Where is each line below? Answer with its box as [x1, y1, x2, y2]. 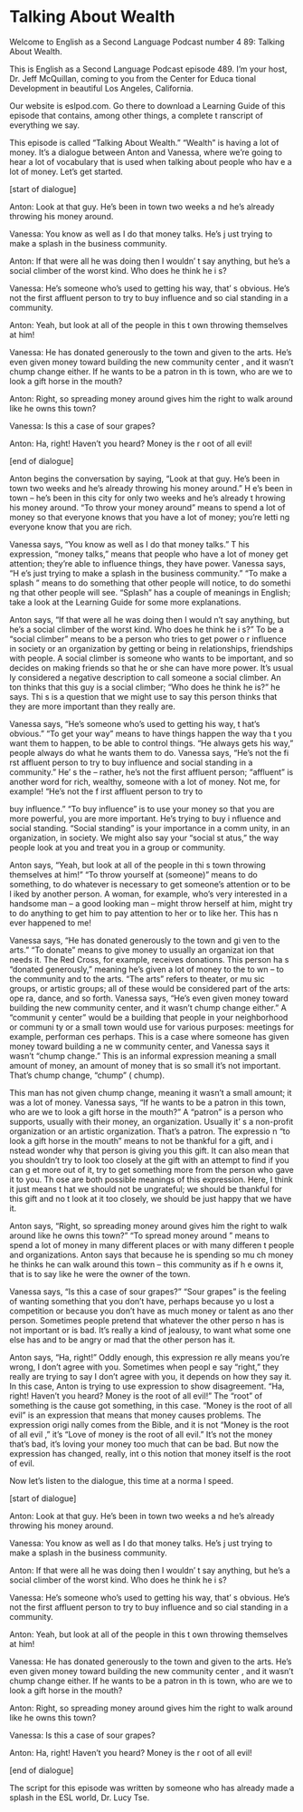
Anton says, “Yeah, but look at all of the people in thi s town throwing [9, 859, 267, 870]
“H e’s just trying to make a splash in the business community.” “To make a [9, 567, 288, 578]
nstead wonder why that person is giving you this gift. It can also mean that [9, 1145, 289, 1156]
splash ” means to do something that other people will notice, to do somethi [9, 577, 291, 588]
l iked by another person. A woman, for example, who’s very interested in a [9, 888, 288, 899]
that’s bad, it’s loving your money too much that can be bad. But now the [9, 1439, 279, 1449]
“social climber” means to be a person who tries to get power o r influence [9, 633, 287, 644]
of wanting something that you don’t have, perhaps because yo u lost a [9, 1295, 275, 1306]
